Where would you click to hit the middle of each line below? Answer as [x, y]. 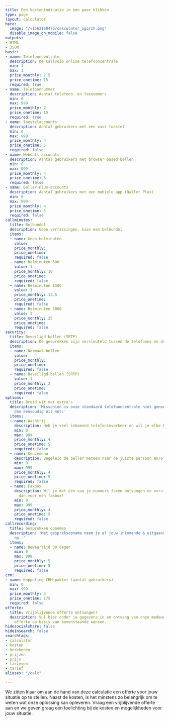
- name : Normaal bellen [34, 351]
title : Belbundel [28, 225]
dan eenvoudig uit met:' [40, 412]
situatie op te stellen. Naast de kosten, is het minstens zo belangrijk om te [81, 697]
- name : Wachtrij [28, 421]
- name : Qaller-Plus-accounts [37, 187]
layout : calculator [26, 19]
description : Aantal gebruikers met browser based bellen [72, 159]
